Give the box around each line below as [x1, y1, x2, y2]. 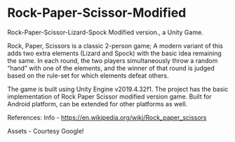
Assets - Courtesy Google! [7, 127, 84, 135]
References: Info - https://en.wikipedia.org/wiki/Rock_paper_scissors [7, 113, 207, 122]
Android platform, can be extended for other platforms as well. [7, 99, 188, 108]
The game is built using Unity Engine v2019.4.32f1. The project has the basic [7, 85, 229, 93]
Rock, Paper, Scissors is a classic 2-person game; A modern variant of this [7, 41, 223, 50]
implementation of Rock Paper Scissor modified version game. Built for [7, 92, 212, 101]
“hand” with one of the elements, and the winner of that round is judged [7, 64, 215, 72]
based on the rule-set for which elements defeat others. [7, 71, 169, 80]
